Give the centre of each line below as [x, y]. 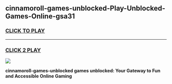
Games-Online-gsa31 [40, 17]
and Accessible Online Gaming [39, 76]
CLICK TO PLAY [25, 31]
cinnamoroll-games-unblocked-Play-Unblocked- [85, 8]
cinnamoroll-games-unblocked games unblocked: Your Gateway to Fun [83, 70]
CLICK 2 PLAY [23, 50]
